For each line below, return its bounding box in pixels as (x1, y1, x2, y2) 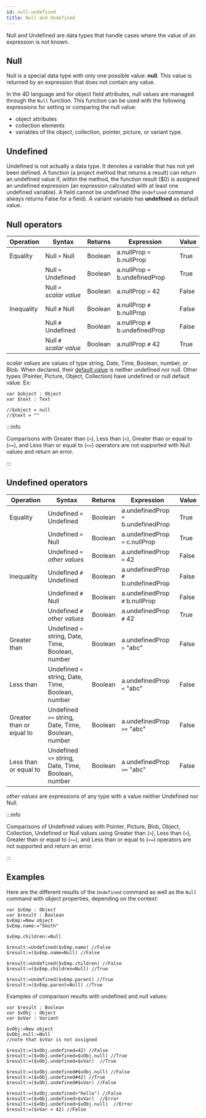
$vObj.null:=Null (6, 1031, 51, 1037)
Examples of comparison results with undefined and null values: (6, 992, 168, 1000)
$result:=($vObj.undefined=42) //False (6, 1047, 109, 1054)
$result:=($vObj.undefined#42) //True (6, 1074, 105, 1080)
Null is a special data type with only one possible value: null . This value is (6, 72, 192, 80)
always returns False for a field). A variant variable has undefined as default (6, 195, 199, 202)
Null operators (6, 219, 63, 230)
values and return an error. (6, 448, 74, 455)
